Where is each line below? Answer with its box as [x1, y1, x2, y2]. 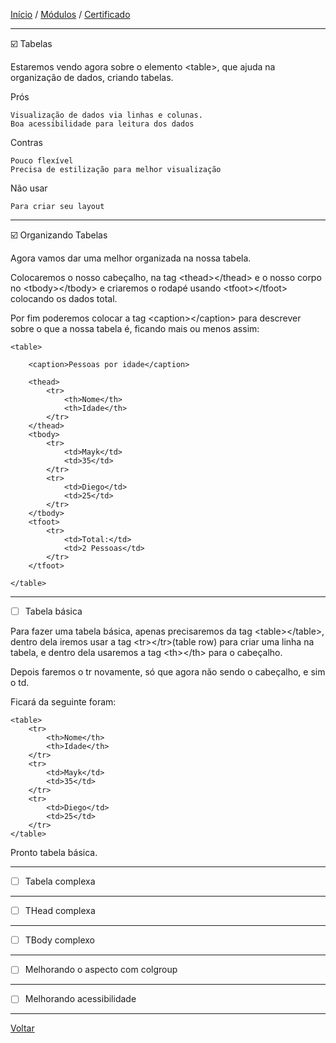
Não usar [10, 182, 48, 194]
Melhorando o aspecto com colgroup [24, 964, 178, 976]
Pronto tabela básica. [10, 847, 98, 859]
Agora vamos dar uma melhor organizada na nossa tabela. [10, 252, 252, 264]
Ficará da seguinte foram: [10, 696, 117, 708]
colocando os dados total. [10, 293, 118, 304]
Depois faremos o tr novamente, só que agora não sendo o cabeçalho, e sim [10, 666, 326, 678]
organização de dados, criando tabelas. [10, 72, 174, 83]
